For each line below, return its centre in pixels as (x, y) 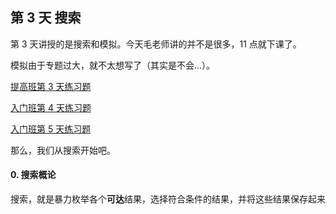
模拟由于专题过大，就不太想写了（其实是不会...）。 (113, 65)
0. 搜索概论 (33, 175)
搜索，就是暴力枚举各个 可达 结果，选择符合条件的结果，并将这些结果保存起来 (168, 199)
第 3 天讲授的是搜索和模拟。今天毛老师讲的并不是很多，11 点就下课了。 (156, 44)
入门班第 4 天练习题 (51, 107)
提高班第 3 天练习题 (51, 86)
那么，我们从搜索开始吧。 (63, 150)
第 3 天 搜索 (46, 18)
